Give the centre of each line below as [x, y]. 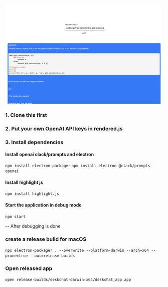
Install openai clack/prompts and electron [50, 154]
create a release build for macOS [46, 239]
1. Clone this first [26, 115]
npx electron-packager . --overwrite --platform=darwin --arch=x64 [77, 250]
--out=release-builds [52, 256]
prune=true [17, 256]
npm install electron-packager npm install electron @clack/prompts [78, 166]
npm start [16, 217]
